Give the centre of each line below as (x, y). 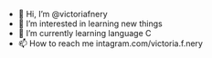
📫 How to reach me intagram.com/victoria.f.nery (111, 43)
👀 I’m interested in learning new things (90, 24)
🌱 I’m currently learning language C (85, 33)
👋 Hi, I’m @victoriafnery (63, 14)
